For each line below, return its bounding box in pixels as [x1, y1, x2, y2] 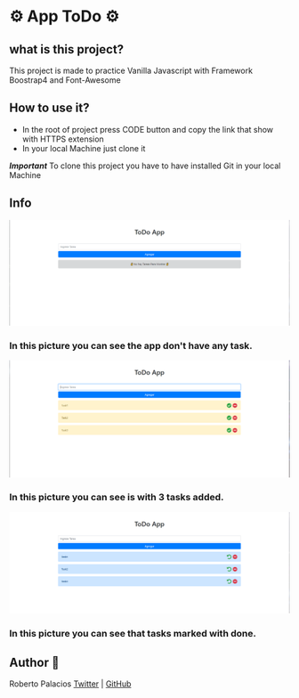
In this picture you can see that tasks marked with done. [9, 628, 256, 640]
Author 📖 [9, 654, 60, 670]
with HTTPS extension [21, 134, 104, 144]
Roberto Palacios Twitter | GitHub [9, 678, 132, 689]
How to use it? [9, 101, 90, 116]
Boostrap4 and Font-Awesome [9, 75, 122, 85]
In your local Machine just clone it [21, 142, 146, 153]
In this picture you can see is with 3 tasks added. [9, 491, 224, 504]
